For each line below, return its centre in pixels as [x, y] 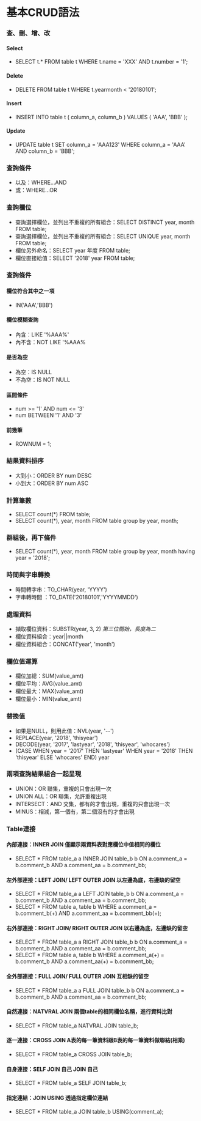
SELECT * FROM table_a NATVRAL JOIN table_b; [77, 1026]
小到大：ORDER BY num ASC [52, 483]
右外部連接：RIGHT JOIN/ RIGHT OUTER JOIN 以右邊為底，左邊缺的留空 [97, 928]
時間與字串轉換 [28, 575]
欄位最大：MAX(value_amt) [49, 691]
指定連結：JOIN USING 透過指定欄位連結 [57, 1098]
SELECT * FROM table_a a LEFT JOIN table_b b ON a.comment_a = [100, 894]
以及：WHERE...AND [41, 183]
